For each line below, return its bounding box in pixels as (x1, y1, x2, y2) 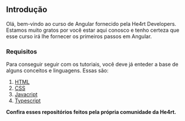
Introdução (6, 5, 48, 15)
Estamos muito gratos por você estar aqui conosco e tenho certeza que (6, 26, 180, 33)
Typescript (14, 97, 41, 105)
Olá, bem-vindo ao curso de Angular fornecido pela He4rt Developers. (6, 20, 177, 27)
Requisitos (6, 47, 37, 55)
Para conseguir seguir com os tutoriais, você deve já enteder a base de (6, 61, 179, 68)
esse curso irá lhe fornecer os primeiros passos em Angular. (6, 32, 152, 40)
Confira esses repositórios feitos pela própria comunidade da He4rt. (6, 109, 176, 116)
